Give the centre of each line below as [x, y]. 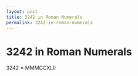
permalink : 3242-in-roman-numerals [50, 22]
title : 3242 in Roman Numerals [44, 17]
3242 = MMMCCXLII [31, 68]
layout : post [22, 11]
